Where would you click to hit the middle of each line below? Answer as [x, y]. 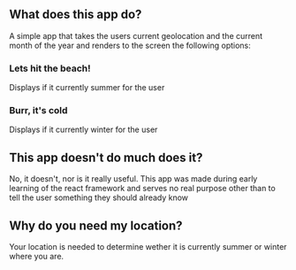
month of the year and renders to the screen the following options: [130, 45]
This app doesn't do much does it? [106, 157]
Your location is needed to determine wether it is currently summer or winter [148, 247]
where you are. [37, 257]
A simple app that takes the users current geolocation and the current [136, 35]
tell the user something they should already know [99, 197]
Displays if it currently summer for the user [87, 88]
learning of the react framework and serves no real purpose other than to [142, 189]
